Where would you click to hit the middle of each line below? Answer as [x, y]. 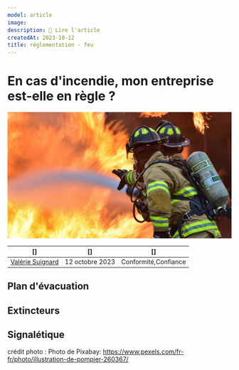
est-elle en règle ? [62, 96]
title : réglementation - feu [51, 45]
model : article [30, 15]
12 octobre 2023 [90, 262]
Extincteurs [34, 311]
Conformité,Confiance [154, 262]
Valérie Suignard [34, 262]
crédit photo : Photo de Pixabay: [54, 351]
